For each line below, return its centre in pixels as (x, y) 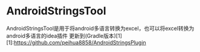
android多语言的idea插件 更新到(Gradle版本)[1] (64, 36)
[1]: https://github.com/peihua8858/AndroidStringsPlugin (76, 42)
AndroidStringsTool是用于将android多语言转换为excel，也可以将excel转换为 (100, 28)
